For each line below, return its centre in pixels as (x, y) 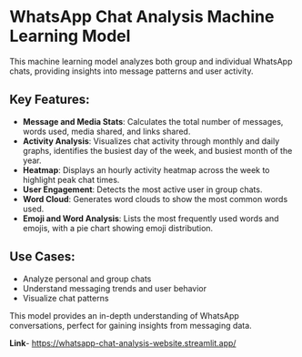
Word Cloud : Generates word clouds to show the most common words (155, 199)
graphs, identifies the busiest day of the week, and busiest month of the (157, 150)
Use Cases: (42, 257)
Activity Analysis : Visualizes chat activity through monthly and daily (151, 141)
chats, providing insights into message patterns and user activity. (131, 71)
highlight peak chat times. (71, 179)
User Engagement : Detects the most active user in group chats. (142, 189)
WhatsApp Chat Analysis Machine (142, 17)
